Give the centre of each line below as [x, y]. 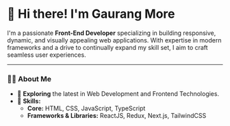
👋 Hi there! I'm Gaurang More [91, 14]
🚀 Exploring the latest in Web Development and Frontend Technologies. [118, 94]
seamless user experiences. [47, 55]
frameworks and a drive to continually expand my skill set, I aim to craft [107, 47]
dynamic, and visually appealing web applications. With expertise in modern [114, 40]
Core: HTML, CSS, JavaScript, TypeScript [86, 108]
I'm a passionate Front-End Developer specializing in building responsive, [112, 33]
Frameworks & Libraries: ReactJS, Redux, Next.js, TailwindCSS [117, 116]
